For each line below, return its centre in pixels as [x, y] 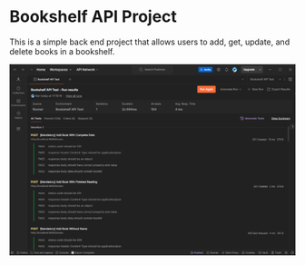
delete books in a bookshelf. [62, 51]
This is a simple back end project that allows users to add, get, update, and [150, 42]
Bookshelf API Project [93, 17]
